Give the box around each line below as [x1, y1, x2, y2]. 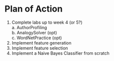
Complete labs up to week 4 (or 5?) [11, 19, 83, 25]
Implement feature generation [11, 40, 72, 46]
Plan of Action [4, 3, 63, 15]
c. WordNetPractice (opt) [11, 35, 62, 41]
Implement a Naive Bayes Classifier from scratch [11, 50, 110, 56]
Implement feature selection [11, 45, 68, 51]
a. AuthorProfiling [11, 24, 47, 30]
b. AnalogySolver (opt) [11, 30, 57, 35]
